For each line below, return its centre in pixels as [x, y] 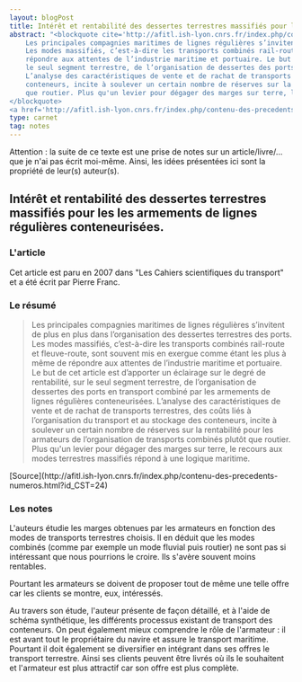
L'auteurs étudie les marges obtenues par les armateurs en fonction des [142, 528]
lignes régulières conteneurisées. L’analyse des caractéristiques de [156, 401]
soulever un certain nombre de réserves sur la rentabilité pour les [152, 430]
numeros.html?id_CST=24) [58, 485]
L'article [28, 252]
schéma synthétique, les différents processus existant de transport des [141, 620]
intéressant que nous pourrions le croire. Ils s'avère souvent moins [133, 557]
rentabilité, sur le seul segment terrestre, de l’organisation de [144, 382]
